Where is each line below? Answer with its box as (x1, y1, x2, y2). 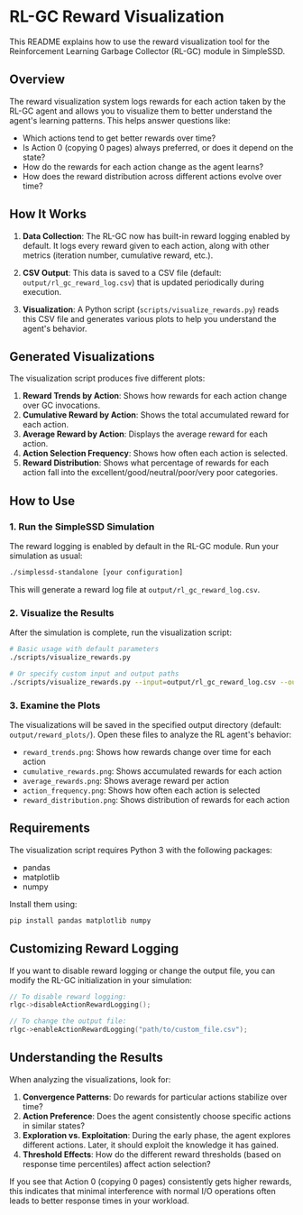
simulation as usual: (9, 550, 83, 561)
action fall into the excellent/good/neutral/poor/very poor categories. (22, 467, 278, 478)
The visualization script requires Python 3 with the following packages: (9, 844, 273, 855)
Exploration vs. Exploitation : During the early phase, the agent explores (22, 1129, 291, 1140)
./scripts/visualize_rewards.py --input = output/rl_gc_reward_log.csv (9, 677, 277, 686)
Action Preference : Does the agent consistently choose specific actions (22, 1110, 291, 1121)
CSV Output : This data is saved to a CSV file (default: (22, 267, 222, 278)
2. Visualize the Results (9, 606, 115, 619)
